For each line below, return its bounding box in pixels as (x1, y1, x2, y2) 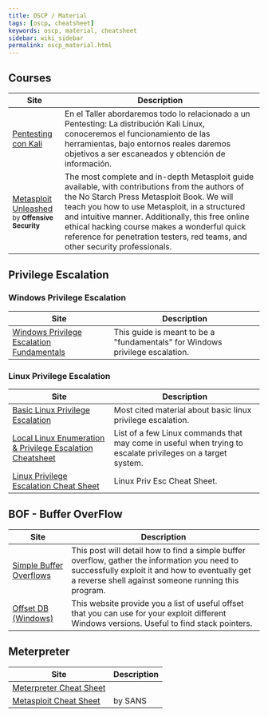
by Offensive (12, 213, 54, 222)
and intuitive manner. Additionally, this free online (65, 211, 250, 222)
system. (113, 457, 144, 468)
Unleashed (12, 203, 53, 214)
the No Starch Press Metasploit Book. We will (65, 191, 234, 202)
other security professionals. (65, 241, 172, 252)
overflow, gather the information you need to (71, 555, 239, 566)
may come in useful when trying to (113, 437, 243, 448)
